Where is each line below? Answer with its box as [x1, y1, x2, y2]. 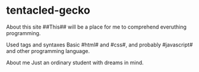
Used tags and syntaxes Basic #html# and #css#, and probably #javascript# [6, 41, 193, 48]
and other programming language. [6, 47, 90, 54]
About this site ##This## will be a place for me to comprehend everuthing [6, 23, 187, 30]
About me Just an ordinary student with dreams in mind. [6, 59, 144, 66]
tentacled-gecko [6, 4, 90, 17]
